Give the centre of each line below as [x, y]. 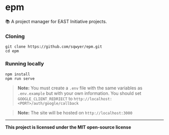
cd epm [12, 51]
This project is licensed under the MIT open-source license [68, 127]
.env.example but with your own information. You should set [79, 93]
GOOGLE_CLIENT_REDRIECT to [45, 98]
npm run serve [20, 79]
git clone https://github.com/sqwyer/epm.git [54, 47]
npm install [18, 74]
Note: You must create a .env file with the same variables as [80, 88]
